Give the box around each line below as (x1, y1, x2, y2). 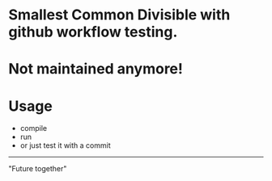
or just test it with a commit (19, 141, 111, 150)
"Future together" (8, 164, 67, 174)
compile (19, 124, 47, 133)
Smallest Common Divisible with (8, 6, 231, 24)
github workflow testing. (8, 23, 178, 41)
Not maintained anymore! (8, 60, 184, 78)
